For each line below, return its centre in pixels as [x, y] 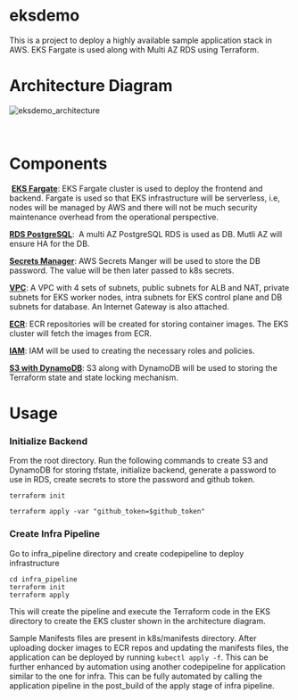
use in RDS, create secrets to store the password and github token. [132, 480]
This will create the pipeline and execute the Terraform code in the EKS [140, 611]
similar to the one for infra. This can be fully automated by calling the [136, 676]
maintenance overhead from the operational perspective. [114, 217]
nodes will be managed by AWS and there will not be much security [133, 207]
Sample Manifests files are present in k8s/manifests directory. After [133, 638]
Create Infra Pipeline [55, 534]
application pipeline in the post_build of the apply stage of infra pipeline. [142, 685]
